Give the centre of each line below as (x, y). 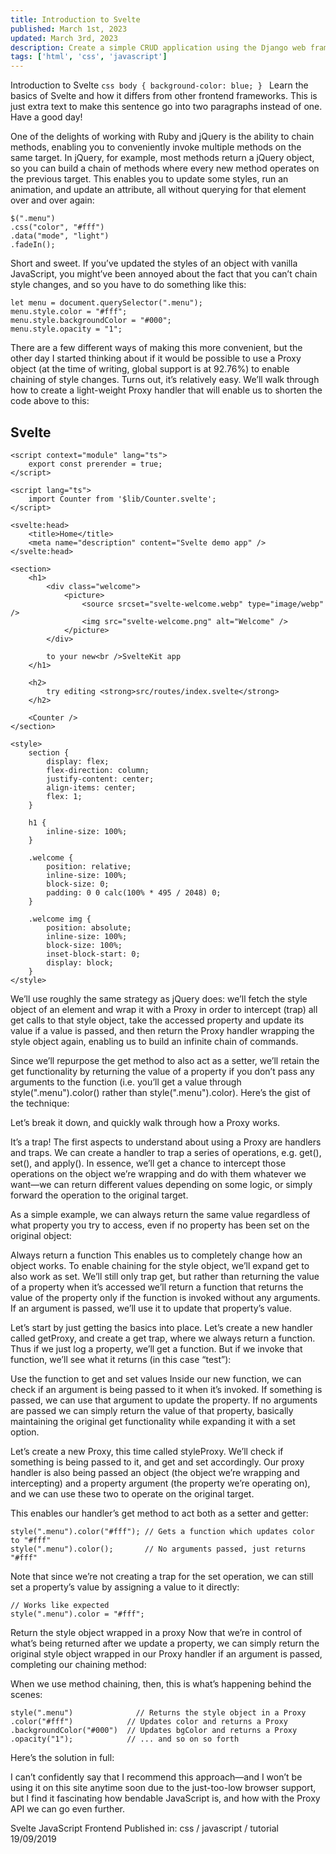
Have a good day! (46, 117)
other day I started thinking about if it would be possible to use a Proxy (156, 358)
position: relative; (89, 866)
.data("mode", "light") (60, 236)
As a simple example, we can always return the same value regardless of (160, 1214)
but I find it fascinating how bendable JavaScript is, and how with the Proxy (165, 1798)
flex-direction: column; (98, 770)
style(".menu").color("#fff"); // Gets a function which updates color (162, 1531)
